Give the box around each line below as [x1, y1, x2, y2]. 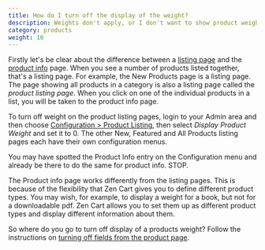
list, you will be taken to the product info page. [8, 97, 159, 106]
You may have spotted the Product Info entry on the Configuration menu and [8, 153, 257, 162]
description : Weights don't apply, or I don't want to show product [8, 19, 238, 27]
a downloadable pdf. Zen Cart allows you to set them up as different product [8, 201, 256, 211]
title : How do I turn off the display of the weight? [8, 11, 189, 20]
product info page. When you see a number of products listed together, [8, 64, 240, 73]
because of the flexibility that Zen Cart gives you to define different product [8, 184, 254, 193]
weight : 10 [8, 33, 44, 42]
